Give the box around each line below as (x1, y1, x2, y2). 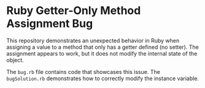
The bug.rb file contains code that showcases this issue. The (6, 68, 161, 75)
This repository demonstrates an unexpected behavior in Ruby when (6, 37, 180, 44)
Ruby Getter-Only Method (6, 4, 141, 18)
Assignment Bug (6, 16, 93, 31)
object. (6, 56, 25, 64)
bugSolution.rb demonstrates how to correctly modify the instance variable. (6, 75, 199, 82)
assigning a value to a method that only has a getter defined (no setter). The (6, 43, 199, 51)
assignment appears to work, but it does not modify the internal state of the (6, 50, 198, 57)
